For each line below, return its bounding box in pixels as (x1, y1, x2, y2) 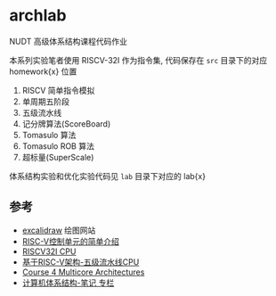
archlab (9, 5, 67, 26)
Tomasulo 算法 (21, 129, 77, 140)
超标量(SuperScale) (21, 152, 94, 162)
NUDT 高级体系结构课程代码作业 (9, 36, 127, 46)
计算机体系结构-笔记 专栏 (21, 277, 115, 288)
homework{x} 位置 (9, 66, 77, 77)
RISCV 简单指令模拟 (21, 85, 95, 95)
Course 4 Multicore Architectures (21, 267, 145, 277)
